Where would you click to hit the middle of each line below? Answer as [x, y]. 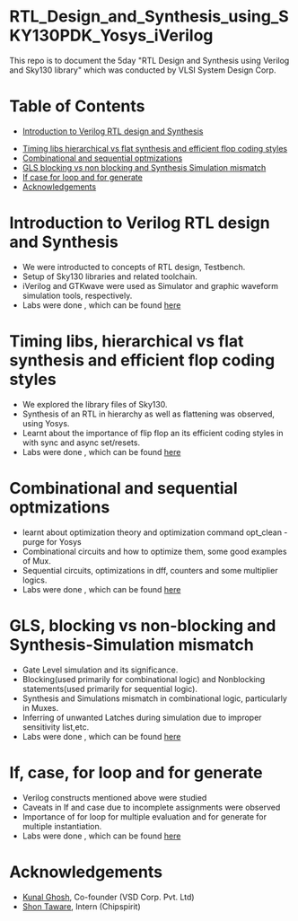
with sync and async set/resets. [81, 443]
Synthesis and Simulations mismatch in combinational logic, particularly [154, 698]
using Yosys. [46, 423]
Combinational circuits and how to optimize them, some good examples [154, 551]
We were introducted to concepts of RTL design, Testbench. [134, 267]
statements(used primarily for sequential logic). [110, 689]
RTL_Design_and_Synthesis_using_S [149, 17]
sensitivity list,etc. [56, 727]
